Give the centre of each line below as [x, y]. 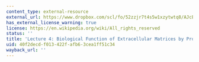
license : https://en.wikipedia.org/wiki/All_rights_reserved [83, 28]
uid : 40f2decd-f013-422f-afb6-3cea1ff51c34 [61, 45]
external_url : [24, 17]
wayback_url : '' [26, 50]
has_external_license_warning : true [51, 22]
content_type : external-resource [47, 12]
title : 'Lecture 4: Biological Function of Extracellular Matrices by [95, 39]
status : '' [20, 34]
